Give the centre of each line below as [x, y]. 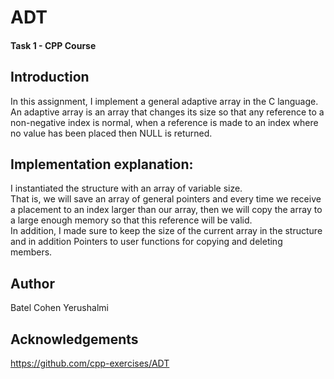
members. [31, 252]
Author [32, 283]
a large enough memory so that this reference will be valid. [131, 220]
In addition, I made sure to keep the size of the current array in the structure [166, 231]
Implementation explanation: [102, 164]
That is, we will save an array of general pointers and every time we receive [166, 199]
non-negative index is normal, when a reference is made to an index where [164, 122]
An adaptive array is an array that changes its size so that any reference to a [167, 112]
